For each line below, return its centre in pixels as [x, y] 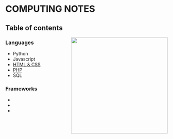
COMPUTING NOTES [50, 9]
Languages [20, 43]
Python [20, 53]
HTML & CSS [27, 64]
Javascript [24, 59]
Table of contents [34, 28]
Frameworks [21, 89]
